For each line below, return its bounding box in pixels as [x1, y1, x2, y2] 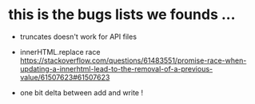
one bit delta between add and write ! [19, 87, 144, 97]
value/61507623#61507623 [19, 72, 110, 82]
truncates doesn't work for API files [19, 32, 137, 41]
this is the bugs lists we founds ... [8, 6, 236, 24]
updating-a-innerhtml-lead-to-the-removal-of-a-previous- [19, 64, 213, 73]
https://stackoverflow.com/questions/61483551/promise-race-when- [19, 56, 247, 65]
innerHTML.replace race [19, 47, 101, 56]
